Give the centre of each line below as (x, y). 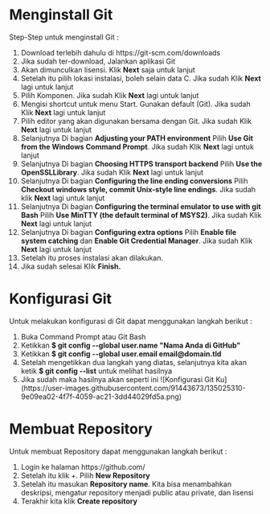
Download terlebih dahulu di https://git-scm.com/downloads (121, 52)
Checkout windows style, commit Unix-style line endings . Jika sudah (138, 189)
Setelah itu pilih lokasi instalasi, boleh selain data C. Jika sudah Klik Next (141, 78)
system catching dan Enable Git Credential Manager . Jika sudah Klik (137, 241)
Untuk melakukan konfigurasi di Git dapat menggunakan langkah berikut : (131, 321)
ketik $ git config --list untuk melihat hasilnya (96, 371)
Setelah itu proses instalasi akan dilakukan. (92, 257)
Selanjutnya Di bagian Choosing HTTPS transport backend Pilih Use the (141, 163)
